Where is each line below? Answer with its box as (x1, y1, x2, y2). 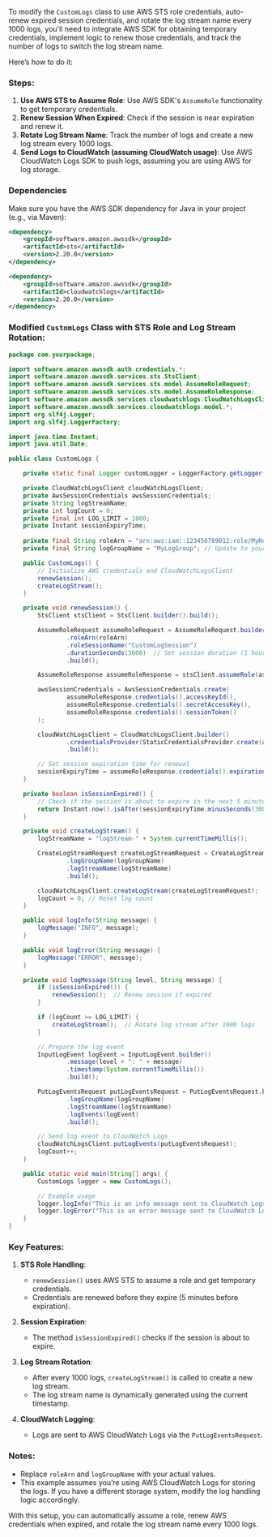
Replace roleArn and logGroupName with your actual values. (19, 1469, 216, 1479)
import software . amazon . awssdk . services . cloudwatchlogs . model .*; (8, 403, 233, 411)
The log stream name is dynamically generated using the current (32, 1390, 249, 1400)
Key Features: (8, 1241, 65, 1252)
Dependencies (8, 185, 67, 196)
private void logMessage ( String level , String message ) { (23, 975, 223, 984)
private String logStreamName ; (23, 499, 129, 507)
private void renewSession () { (23, 604, 129, 612)
